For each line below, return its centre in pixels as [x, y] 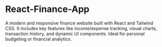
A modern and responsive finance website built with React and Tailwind [79, 23]
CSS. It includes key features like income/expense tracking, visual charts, [81, 28]
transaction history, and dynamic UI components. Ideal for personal [75, 33]
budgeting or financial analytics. [38, 39]
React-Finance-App [47, 9]
